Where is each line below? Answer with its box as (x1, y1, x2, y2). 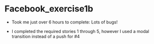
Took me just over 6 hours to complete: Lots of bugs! (11, 19, 118, 25)
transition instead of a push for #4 (11, 33, 80, 39)
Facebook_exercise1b (4, 3, 93, 14)
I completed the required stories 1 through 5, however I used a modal (11, 28, 149, 34)
